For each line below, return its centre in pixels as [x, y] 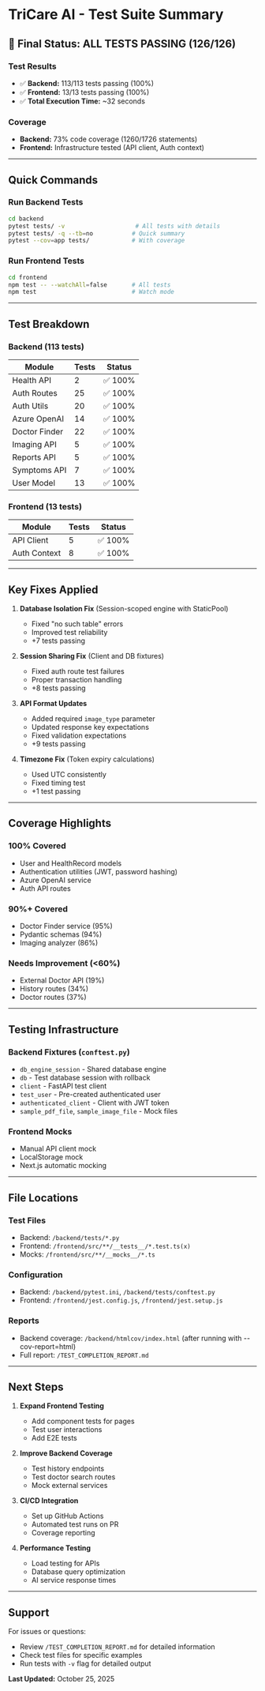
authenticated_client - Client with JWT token [94, 1103]
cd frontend [28, 277]
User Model [34, 483]
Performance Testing [55, 1548]
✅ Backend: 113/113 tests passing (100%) [87, 83]
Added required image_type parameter [93, 719]
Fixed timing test [58, 783]
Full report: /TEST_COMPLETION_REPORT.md [84, 1355]
